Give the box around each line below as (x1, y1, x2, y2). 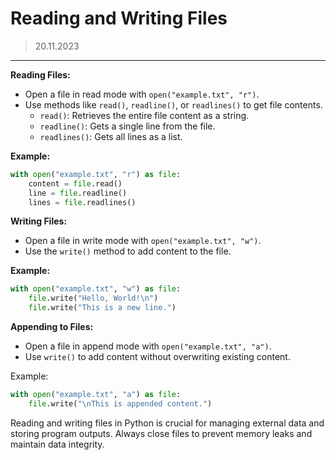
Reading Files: (10, 68, 71, 81)
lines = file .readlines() (28, 197, 137, 207)
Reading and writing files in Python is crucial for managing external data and (10, 417, 325, 429)
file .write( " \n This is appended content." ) (28, 398, 213, 409)
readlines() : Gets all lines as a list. (39, 130, 183, 142)
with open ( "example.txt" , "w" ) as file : (10, 284, 182, 294)
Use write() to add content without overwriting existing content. (24, 351, 291, 363)
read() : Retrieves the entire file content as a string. (39, 109, 250, 121)
